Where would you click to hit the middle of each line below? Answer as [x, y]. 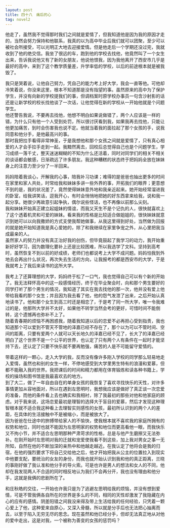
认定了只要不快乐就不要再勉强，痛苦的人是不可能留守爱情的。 [91, 347]
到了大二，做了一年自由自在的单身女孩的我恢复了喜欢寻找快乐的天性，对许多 [85, 383]
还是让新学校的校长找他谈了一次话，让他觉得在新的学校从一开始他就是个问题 [85, 103]
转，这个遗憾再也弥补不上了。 [36, 315]
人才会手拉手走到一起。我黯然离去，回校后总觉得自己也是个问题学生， [87, 147]
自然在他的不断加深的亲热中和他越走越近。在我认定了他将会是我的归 [89, 446]
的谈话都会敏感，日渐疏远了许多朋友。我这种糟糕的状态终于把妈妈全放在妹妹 [85, 160]
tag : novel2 [18, 19]
